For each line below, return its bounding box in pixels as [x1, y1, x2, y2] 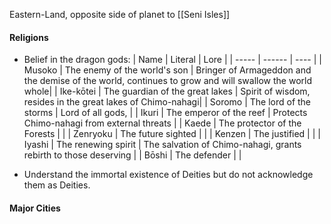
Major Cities [9, 202, 61, 214]
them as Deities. [23, 179, 91, 191]
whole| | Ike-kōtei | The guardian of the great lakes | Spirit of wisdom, [23, 85, 311, 98]
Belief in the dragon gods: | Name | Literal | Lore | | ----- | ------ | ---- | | [23, 54, 322, 66]
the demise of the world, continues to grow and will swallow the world [23, 75, 312, 87]
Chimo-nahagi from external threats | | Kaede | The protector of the [23, 117, 302, 129]
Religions [9, 31, 49, 43]
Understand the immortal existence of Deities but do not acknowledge [23, 169, 314, 181]
